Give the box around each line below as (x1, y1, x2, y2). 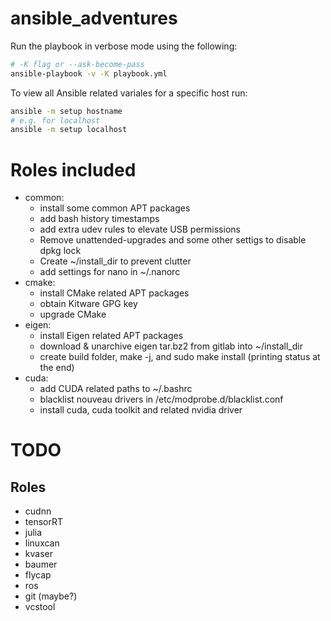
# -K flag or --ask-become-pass (10, 59, 145, 69)
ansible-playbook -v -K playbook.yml (10, 68, 168, 79)
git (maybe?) (24, 590, 78, 602)
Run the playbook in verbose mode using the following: (10, 40, 238, 52)
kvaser (24, 548, 53, 560)
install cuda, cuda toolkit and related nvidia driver (39, 404, 243, 416)
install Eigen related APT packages (39, 330, 184, 342)
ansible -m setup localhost (10, 125, 128, 135)
